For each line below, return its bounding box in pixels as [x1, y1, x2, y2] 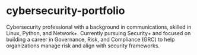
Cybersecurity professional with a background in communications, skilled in [6, 23, 192, 30]
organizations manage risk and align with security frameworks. [6, 42, 160, 49]
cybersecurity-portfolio [6, 4, 125, 18]
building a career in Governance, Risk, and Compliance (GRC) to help [6, 36, 175, 43]
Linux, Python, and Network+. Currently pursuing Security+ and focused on [6, 29, 191, 36]
